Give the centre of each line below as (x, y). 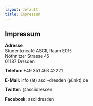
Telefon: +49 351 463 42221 (34, 71)
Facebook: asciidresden (30, 99)
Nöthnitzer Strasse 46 (27, 56)
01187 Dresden (20, 61)
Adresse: (15, 46)
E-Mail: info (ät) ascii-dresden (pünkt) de (46, 80)
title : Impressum (23, 14)
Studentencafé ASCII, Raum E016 (38, 51)
